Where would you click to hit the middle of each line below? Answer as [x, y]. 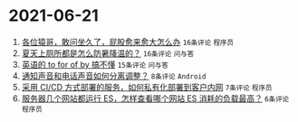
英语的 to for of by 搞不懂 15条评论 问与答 [95, 64]
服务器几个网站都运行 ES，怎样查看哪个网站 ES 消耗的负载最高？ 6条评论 [155, 98]
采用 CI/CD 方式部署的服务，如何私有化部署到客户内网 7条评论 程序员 [147, 87]
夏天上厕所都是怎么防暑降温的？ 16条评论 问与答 [108, 53]
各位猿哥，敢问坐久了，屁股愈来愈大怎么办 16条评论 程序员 [128, 42]
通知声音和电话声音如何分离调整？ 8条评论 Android [114, 75]
